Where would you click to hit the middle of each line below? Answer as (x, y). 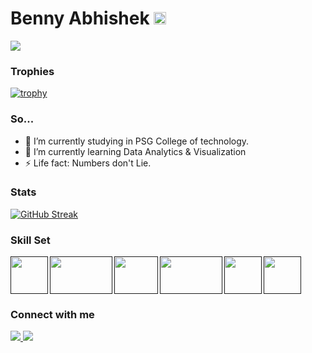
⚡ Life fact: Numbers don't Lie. (88, 163)
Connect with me (52, 315)
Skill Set (30, 240)
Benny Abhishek (80, 18)
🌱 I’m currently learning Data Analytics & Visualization (135, 151)
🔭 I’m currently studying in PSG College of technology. (137, 141)
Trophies (32, 71)
